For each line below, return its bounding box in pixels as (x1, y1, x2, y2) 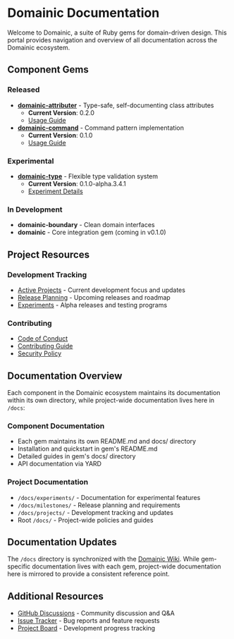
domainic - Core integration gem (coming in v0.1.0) (17, 228, 167, 237)
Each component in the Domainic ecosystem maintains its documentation (7, 389, 221, 397)
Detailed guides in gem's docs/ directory (17, 452, 136, 461)
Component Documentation (7, 421, 105, 431)
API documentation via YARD (17, 460, 102, 468)
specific (7, 562, 31, 571)
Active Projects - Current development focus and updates (17, 286, 185, 294)
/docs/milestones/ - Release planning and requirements (17, 501, 181, 509)
